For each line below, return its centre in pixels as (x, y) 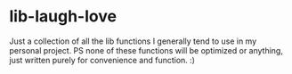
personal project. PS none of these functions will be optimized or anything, (146, 50)
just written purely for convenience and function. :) (102, 60)
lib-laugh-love (63, 16)
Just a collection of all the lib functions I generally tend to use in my (133, 41)
